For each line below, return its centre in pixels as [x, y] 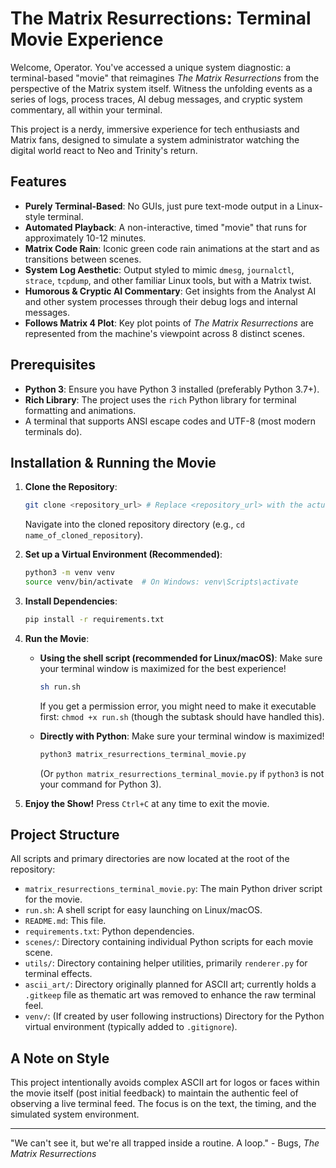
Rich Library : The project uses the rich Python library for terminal [160, 399]
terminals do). [53, 431]
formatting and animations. [80, 410]
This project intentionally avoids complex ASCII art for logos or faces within [165, 1083]
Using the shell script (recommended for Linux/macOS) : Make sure [181, 658]
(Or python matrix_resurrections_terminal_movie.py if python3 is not [182, 773]
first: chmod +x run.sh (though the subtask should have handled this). [182, 716]
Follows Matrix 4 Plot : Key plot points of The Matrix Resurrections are [169, 323]
